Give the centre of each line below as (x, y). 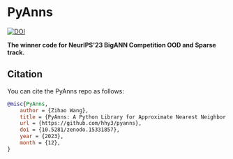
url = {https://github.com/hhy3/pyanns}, (81, 123)
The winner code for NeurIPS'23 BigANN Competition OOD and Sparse (112, 45)
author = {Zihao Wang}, (54, 110)
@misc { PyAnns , (28, 104)
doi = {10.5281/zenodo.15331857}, (70, 130)
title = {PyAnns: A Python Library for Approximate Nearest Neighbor (123, 117)
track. (16, 52)
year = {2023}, (42, 137)
